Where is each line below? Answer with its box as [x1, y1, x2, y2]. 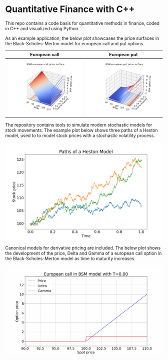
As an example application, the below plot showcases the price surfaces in [5, 35, 159, 41]
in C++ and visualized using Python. [5, 25, 80, 31]
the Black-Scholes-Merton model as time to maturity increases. [5, 255, 136, 262]
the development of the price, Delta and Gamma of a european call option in [5, 250, 162, 256]
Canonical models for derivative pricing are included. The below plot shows [5, 245, 161, 251]
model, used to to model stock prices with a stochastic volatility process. [5, 132, 155, 139]
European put [109, 52, 138, 58]
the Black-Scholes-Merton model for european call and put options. [5, 40, 144, 46]
